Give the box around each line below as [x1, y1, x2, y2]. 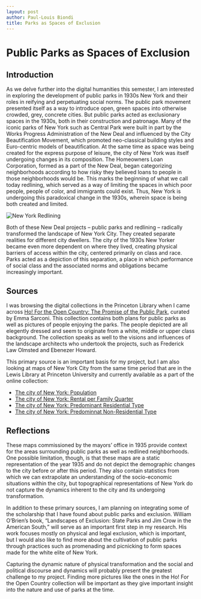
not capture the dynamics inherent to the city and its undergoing [6, 486, 166, 493]
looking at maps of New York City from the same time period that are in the [6, 365, 192, 372]
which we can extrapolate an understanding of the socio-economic [6, 473, 172, 481]
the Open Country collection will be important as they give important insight [6, 580, 193, 586]
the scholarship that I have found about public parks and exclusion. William [6, 511, 192, 517]
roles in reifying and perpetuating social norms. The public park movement [6, 99, 191, 106]
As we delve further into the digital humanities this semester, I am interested [6, 85, 194, 93]
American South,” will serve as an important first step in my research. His [6, 523, 187, 531]
